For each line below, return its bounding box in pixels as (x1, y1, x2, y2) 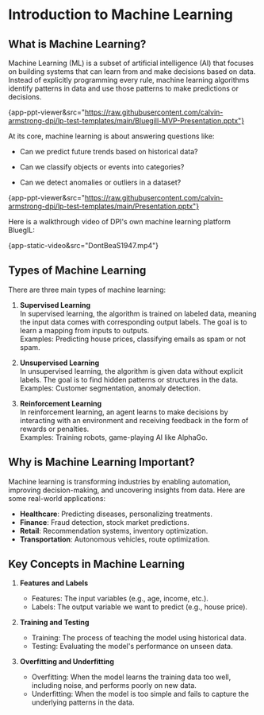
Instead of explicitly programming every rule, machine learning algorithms (8, 76, 250, 84)
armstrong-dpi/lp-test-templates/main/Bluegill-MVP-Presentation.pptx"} (8, 116, 244, 125)
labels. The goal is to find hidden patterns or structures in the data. (19, 375, 239, 384)
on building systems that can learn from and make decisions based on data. (8, 67, 256, 76)
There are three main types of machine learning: (8, 285, 166, 294)
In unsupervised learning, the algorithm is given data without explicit (19, 366, 243, 375)
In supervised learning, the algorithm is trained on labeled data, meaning (19, 309, 257, 318)
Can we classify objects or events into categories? (19, 162, 185, 172)
